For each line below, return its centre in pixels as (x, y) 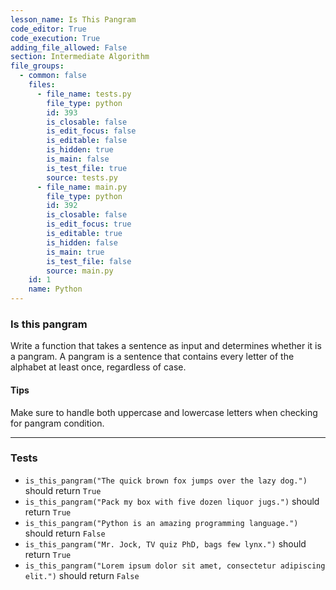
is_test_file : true (87, 168)
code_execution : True (55, 38)
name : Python (55, 289)
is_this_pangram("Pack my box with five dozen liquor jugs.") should (172, 501)
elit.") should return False (82, 575)
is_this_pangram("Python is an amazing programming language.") (161, 523)
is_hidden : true (80, 150)
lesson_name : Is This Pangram (73, 19)
